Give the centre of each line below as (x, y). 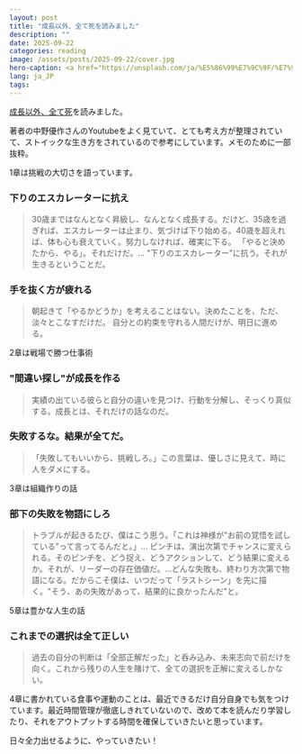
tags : (19, 85)
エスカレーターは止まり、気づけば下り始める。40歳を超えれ (174, 230)
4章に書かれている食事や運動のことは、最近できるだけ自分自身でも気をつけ (150, 699)
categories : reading (48, 51)
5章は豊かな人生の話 (47, 611)
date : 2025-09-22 (42, 43)
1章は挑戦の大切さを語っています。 (73, 172)
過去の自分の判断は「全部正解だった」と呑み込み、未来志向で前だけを (161, 658)
